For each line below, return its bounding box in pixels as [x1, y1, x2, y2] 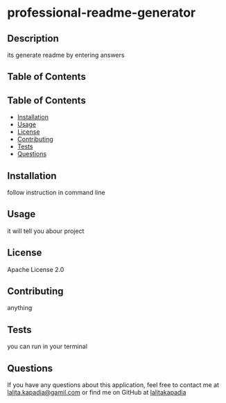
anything [7, 304, 33, 312]
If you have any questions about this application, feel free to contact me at [7, 381, 220, 389]
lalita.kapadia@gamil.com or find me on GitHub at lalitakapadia [7, 388, 186, 397]
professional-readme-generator [7, 5, 196, 21]
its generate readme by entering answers [7, 51, 125, 59]
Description [7, 33, 59, 44]
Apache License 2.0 [7, 265, 64, 273]
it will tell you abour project [7, 227, 85, 235]
